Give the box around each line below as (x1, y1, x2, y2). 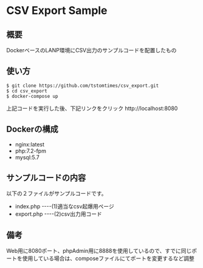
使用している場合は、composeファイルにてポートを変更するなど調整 (22, 255, 194, 262)
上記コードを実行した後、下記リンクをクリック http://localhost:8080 (6, 105, 178, 112)
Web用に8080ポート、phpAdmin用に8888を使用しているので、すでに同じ (6, 247, 192, 255)
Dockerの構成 (6, 124, 59, 134)
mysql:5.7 (15, 153, 40, 161)
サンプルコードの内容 (6, 173, 86, 183)
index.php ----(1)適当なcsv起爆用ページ (15, 203, 114, 210)
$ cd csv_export (6, 88, 47, 94)
